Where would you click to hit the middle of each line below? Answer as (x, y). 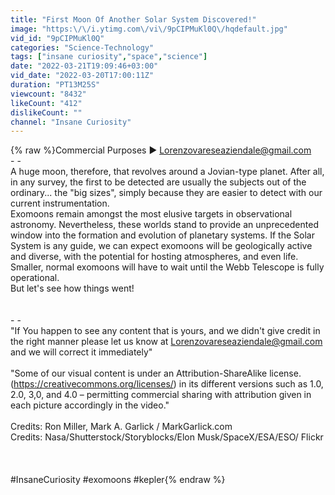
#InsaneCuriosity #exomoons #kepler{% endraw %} (118, 480)
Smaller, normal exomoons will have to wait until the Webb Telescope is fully (167, 267)
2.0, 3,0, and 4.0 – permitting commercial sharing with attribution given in (161, 395)
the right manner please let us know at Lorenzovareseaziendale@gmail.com (166, 342)
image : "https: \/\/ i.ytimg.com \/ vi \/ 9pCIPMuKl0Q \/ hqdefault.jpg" (149, 29)
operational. (35, 278)
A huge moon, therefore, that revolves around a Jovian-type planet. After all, (167, 172)
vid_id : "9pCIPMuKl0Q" (57, 38)
